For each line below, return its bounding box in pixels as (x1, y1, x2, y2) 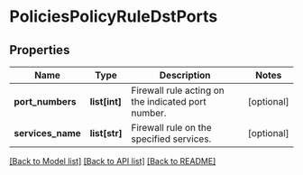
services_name (14, 127, 81, 139)
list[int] (89, 96, 122, 107)
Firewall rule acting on (130, 84, 225, 97)
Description (159, 69, 211, 81)
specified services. (130, 133, 212, 145)
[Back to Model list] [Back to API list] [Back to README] (9, 156, 216, 166)
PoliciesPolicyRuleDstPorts (9, 6, 218, 27)
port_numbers (14, 96, 77, 107)
